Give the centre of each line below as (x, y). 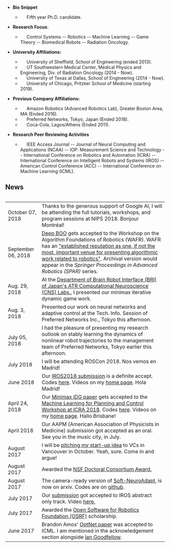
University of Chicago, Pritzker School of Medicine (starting (89, 83)
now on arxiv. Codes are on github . (83, 487)
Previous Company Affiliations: (46, 99)
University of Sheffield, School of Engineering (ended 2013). (89, 62)
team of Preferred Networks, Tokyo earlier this (96, 347)
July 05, (17, 337)
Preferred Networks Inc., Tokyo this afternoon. (96, 319)
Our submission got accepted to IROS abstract (96, 495)
